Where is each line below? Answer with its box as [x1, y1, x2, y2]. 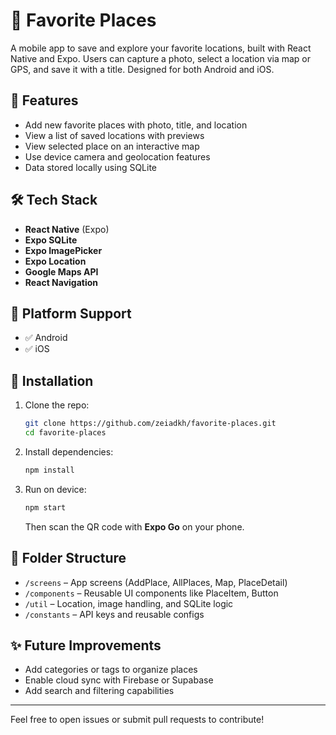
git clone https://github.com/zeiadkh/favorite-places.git [24, 419, 277, 429]
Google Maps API [24, 265, 99, 278]
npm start [24, 502, 67, 513]
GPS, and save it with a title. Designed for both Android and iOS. [10, 63, 275, 75]
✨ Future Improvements [10, 637, 162, 654]
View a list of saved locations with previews [24, 129, 205, 141]
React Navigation [24, 276, 99, 288]
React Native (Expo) [24, 223, 110, 235]
